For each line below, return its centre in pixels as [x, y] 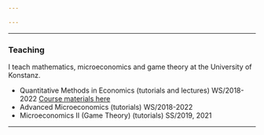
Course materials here [75, 99]
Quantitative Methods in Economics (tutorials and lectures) [114, 90]
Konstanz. [24, 75]
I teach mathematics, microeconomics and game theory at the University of [130, 67]
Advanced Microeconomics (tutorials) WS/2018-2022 [106, 108]
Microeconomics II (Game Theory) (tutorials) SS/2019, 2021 [115, 115]
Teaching [26, 49]
